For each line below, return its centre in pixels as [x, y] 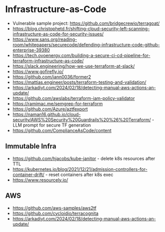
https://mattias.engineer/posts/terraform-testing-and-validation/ [79, 82]
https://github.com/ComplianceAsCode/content [62, 130]
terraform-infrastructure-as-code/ [48, 61]
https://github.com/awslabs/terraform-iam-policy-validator [74, 98]
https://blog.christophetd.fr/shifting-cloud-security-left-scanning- [81, 28]
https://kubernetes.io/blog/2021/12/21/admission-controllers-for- [80, 169]
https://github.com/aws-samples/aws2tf [54, 208]
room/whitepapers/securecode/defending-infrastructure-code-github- [86, 44]
